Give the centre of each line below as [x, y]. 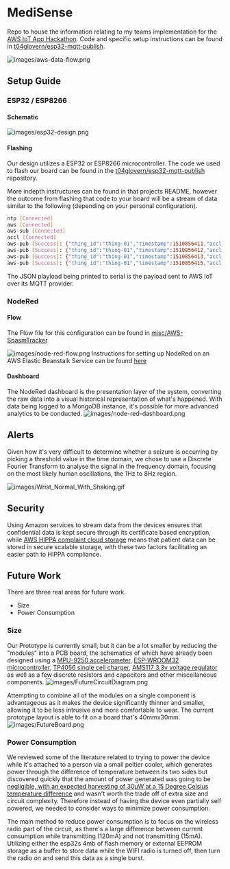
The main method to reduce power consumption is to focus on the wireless [113, 822]
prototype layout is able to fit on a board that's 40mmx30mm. [94, 717]
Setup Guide [34, 81]
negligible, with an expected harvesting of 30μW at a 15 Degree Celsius [108, 787]
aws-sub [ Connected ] [37, 231]
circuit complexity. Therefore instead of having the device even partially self [114, 801]
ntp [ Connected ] [30, 218]
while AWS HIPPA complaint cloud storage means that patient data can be [111, 540]
